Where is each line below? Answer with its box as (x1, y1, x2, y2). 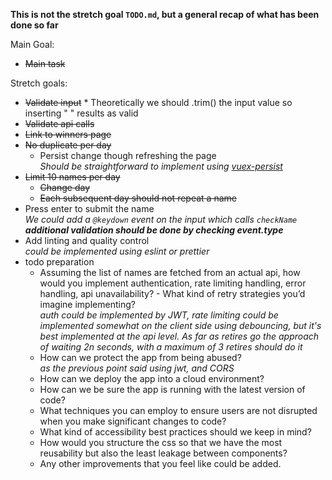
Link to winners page (24, 129, 112, 140)
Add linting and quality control (24, 235, 150, 246)
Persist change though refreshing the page (39, 150, 217, 161)
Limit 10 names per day (24, 171, 121, 183)
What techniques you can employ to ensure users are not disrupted (39, 405, 318, 416)
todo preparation (24, 256, 95, 268)
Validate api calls (24, 118, 95, 129)
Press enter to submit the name (24, 203, 155, 214)
